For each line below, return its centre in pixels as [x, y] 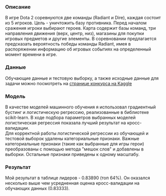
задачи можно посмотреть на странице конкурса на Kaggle [69, 83]
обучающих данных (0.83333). [38, 189]
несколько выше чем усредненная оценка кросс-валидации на [72, 183]
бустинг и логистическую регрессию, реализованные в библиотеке [77, 112]
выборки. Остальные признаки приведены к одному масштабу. [72, 154]
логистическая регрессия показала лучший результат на [65, 123]
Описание [18, 7]
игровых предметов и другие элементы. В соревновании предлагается [81, 39]
